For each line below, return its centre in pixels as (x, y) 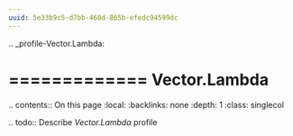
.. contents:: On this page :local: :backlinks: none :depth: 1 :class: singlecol (146, 104)
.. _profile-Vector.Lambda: (57, 43)
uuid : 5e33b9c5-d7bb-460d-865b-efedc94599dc (93, 18)
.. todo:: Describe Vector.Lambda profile (83, 122)
